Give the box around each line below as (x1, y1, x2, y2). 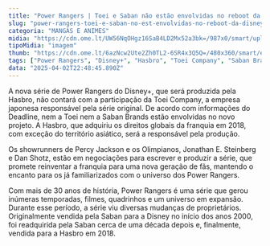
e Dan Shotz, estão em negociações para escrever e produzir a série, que (8, 153, 253, 162)
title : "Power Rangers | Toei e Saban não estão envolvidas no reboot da (8, 11, 261, 20)
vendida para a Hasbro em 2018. (8, 228, 117, 238)
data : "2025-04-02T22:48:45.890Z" (8, 64, 125, 72)
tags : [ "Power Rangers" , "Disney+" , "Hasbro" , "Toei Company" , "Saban (8, 57, 250, 65)
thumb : (8, 49, 31, 57)
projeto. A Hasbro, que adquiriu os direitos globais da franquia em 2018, (8, 120, 247, 129)
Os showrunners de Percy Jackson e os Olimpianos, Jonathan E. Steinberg (8, 144, 256, 154)
